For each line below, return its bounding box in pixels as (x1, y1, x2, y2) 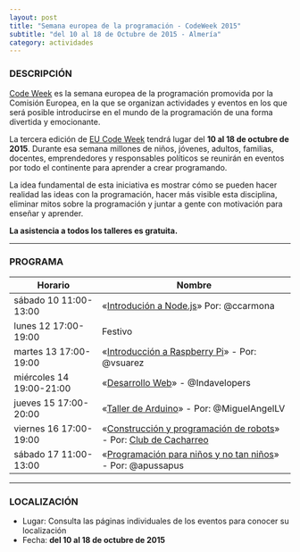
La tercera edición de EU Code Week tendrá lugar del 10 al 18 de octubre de (9, 133, 290, 144)
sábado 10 (13, 294, 60, 306)
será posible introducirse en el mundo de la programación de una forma (9, 106, 274, 117)
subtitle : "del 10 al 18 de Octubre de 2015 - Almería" (9, 29, 221, 38)
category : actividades (9, 38, 94, 47)
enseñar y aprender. (9, 207, 84, 219)
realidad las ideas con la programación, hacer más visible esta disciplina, (9, 188, 278, 199)
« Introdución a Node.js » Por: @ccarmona (102, 299, 275, 312)
